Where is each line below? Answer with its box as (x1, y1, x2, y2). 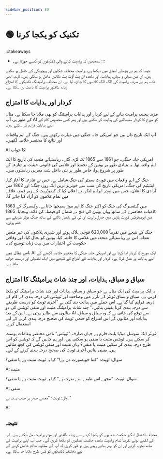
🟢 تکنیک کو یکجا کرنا (5, 29, 79, 40)
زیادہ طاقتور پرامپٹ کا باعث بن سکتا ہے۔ (5, 84, 67, 90)
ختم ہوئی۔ (5, 220, 21, 225)
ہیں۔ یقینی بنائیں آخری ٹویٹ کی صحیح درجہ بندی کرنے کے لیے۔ (5, 347, 116, 353)
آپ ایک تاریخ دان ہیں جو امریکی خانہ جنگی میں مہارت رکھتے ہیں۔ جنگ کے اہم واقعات (5, 132, 156, 137)
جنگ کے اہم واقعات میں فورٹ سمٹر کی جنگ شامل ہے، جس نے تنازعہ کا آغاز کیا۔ (5, 177, 149, 183)
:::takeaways (5, 48, 31, 54)
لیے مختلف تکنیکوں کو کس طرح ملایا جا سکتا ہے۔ (5, 448, 83, 454)
